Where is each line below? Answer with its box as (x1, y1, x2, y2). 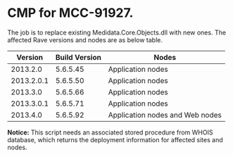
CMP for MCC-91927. (7, 5, 134, 21)
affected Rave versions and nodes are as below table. (7, 35, 163, 44)
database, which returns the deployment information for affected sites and (7, 135, 223, 144)
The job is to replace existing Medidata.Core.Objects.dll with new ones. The (7, 28, 227, 37)
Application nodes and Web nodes (108, 110, 222, 120)
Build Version (55, 52, 102, 62)
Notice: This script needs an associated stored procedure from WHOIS (7, 128, 213, 137)
